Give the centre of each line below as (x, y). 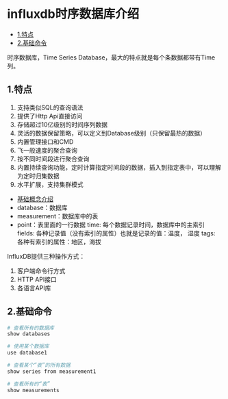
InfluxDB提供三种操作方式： (46, 256)
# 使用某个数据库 (28, 346)
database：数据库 (42, 207)
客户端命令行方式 (41, 270)
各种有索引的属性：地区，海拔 (59, 242)
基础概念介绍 (35, 198)
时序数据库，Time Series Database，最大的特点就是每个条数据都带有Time (111, 57)
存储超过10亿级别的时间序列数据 (62, 125)
